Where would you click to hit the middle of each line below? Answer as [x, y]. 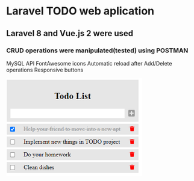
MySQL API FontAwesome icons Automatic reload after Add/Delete [89, 63]
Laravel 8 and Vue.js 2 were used [70, 33]
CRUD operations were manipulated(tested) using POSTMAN [97, 51]
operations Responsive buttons [45, 70]
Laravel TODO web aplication [80, 11]
